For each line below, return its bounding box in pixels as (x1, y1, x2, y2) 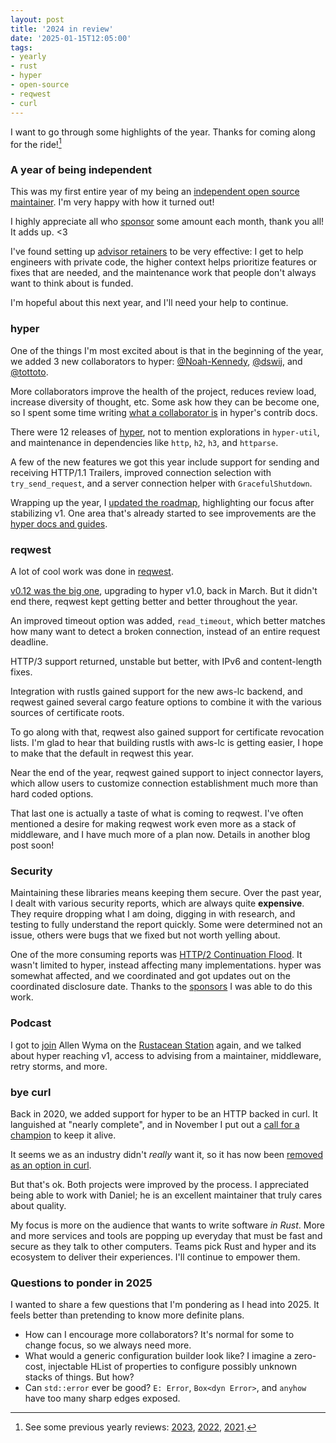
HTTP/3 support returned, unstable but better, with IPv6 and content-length (10, 656, 322, 668)
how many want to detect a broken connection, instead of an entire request (10, 626, 321, 638)
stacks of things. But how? (24, 1371, 135, 1383)
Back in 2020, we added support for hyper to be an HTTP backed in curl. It (10, 1107, 318, 1120)
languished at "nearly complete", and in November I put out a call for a (10, 1118, 300, 1130)
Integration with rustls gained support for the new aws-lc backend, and (10, 686, 303, 698)
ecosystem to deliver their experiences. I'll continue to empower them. (10, 1251, 301, 1263)
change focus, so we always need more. (24, 1339, 192, 1351)
